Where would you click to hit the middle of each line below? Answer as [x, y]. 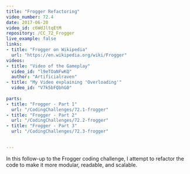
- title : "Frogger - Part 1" [42, 104]
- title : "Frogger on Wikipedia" [47, 50]
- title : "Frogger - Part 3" [42, 126]
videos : [16, 60]
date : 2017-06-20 [27, 22]
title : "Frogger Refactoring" [43, 11]
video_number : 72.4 [30, 17]
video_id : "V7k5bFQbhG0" [42, 88]
